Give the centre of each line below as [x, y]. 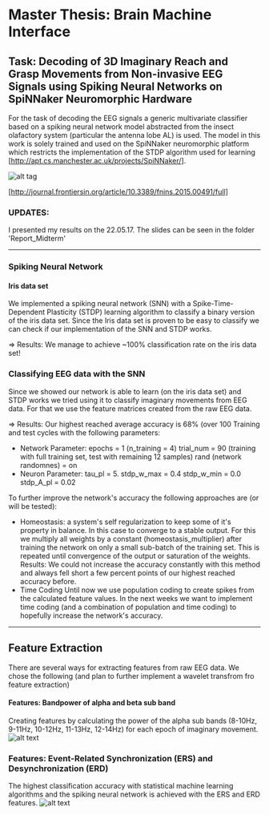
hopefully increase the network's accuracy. [91, 615]
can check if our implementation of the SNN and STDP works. [110, 329]
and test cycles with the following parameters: [84, 432]
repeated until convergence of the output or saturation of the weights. [135, 555]
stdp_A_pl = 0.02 [48, 482]
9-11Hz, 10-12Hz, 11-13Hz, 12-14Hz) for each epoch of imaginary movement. [133, 729]
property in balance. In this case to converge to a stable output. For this [138, 530]
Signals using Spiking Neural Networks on [115, 86]
